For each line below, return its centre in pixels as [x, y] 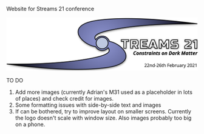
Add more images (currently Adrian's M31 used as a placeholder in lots [104, 92]
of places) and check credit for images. [64, 99]
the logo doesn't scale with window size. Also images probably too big [103, 118]
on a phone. [30, 124]
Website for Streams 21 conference [50, 9]
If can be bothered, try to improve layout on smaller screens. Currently [103, 112]
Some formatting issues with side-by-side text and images [88, 105]
